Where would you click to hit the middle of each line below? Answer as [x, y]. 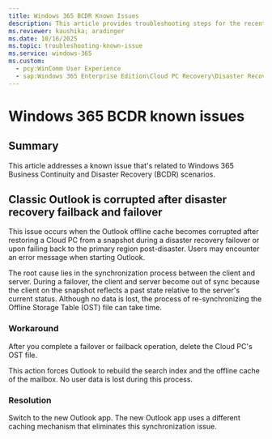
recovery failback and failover [86, 213]
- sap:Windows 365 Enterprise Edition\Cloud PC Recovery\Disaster [130, 76]
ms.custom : [27, 62]
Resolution [30, 400]
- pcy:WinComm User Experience [68, 69]
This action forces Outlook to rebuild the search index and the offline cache [134, 370]
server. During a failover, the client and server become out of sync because [134, 282]
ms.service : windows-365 [50, 53]
